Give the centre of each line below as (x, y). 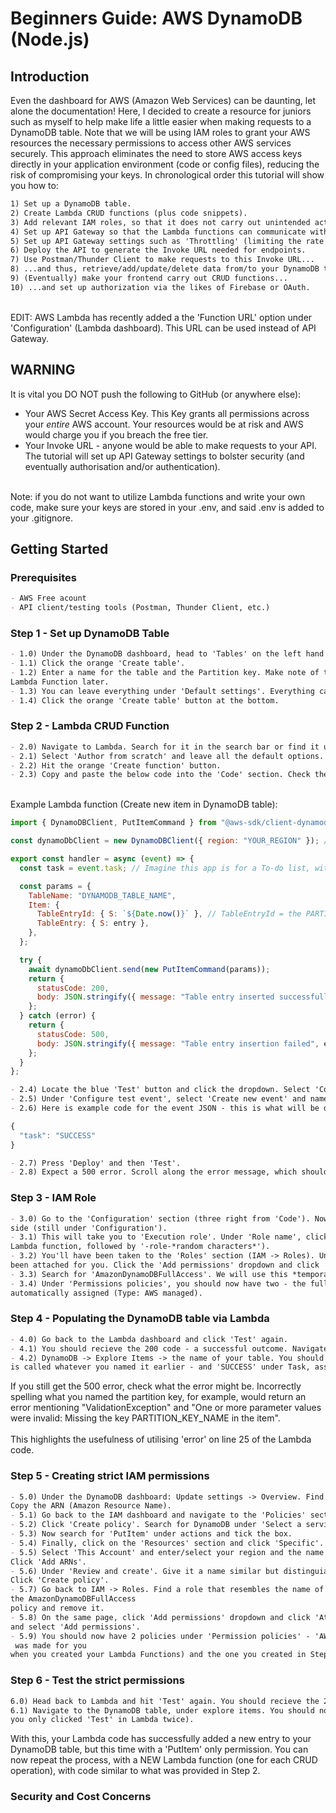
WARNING (43, 370)
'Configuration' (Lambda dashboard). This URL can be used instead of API (163, 328)
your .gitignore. (41, 518)
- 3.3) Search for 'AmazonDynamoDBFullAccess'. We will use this (149, 1274)
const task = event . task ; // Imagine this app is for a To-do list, (165, 868)
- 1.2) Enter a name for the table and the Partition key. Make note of (165, 673)
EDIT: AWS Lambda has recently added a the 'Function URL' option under (161, 317)
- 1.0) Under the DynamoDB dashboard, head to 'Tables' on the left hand (167, 654)
